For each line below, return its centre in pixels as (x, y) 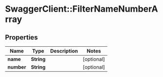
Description (64, 51)
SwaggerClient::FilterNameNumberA (81, 9)
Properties (21, 37)
